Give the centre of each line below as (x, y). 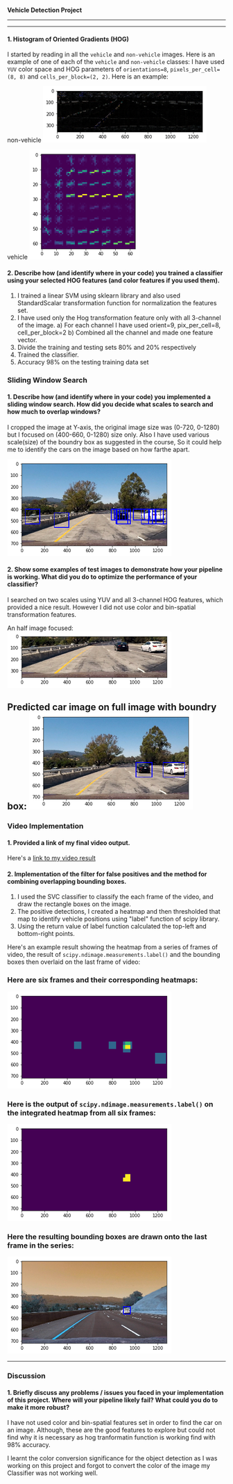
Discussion (27, 1376)
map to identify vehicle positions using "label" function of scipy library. (118, 919)
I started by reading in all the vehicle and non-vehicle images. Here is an (111, 54)
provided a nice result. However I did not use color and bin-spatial (102, 607)
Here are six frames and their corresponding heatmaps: (103, 980)
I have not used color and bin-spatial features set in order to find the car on (114, 1423)
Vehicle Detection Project (45, 10)
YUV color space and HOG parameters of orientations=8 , (88, 70)
